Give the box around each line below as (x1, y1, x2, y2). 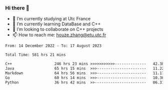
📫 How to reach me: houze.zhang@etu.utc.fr (12, 32, 106, 38)
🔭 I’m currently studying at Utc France (12, 16, 91, 22)
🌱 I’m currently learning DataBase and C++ (12, 21, 101, 27)
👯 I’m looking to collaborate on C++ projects (12, 26, 103, 32)
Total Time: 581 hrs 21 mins (5, 52, 66, 58)
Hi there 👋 (5, 4, 30, 11)
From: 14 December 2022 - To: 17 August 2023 (5, 43, 101, 49)
